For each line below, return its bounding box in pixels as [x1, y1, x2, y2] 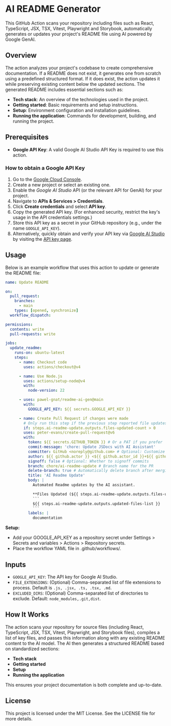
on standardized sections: [5, 645, 60, 652]
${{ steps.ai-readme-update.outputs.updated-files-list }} [32, 501, 160, 506]
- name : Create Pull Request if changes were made [18, 416, 129, 421]
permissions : [5, 322, 33, 327]
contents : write [10, 327, 44, 332]
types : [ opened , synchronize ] [14, 308, 79, 313]
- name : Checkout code [18, 359, 67, 365]
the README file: [5, 269, 41, 276]
